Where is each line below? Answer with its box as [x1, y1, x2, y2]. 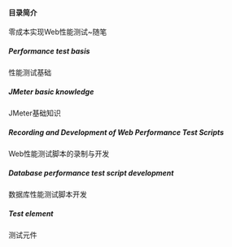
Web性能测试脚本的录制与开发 [8, 149, 110, 158]
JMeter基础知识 [8, 108, 61, 118]
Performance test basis [8, 45, 90, 56]
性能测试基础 [8, 67, 51, 77]
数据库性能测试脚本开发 [8, 189, 87, 199]
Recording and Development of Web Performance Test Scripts [8, 127, 225, 137]
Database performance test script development [8, 167, 174, 178]
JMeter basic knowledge [8, 86, 94, 97]
